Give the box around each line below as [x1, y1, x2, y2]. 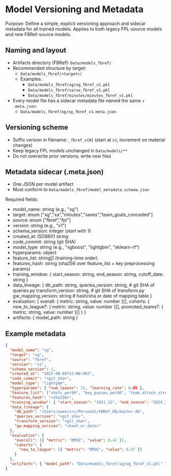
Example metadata [5, 329, 66, 338]
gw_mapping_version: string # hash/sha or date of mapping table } [12, 293, 152, 299]
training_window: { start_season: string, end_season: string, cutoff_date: [12, 271, 164, 277]
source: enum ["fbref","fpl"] [12, 217, 71, 223]
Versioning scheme [5, 123, 69, 132]
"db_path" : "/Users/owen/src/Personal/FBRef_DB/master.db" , [14, 409, 145, 414]
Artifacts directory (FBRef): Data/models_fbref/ [12, 60, 112, 66]
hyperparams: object [12, 250, 57, 256]
